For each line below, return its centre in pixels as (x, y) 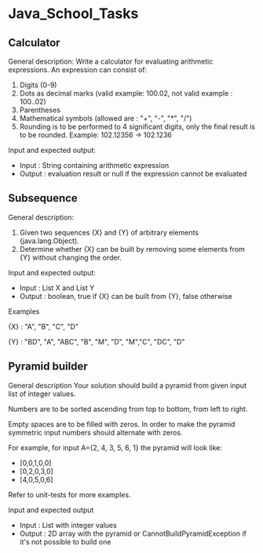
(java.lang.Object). (49, 241)
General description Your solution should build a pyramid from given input (128, 385)
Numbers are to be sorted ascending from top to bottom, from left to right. (128, 409)
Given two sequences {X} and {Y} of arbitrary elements (109, 232)
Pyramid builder (48, 367)
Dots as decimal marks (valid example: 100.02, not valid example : (126, 93)
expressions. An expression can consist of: (78, 70)
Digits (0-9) (38, 85)
